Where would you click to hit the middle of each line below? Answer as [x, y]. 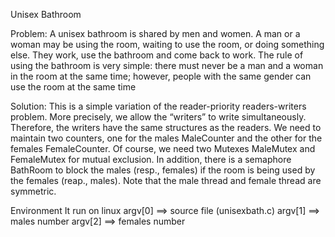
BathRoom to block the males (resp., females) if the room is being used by [163, 170]
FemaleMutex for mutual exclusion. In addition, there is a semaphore [151, 159]
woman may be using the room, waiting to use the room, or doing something [167, 44]
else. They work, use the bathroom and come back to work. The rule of [157, 55]
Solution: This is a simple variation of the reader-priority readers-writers [158, 106]
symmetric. [33, 191]
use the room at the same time [73, 87]
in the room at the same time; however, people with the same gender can [161, 76]
